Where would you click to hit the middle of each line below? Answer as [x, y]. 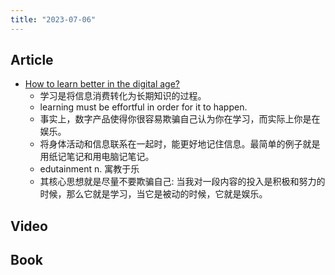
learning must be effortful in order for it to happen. [143, 107]
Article [32, 60]
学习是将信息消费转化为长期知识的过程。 [123, 96]
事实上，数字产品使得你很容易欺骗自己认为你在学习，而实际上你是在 [180, 119]
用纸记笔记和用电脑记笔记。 [97, 157]
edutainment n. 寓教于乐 [89, 169]
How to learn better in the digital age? [102, 84]
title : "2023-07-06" [53, 19]
